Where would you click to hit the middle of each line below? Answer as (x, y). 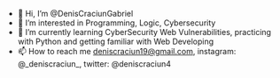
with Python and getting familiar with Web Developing (116, 41)
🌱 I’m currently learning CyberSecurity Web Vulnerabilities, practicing (144, 32)
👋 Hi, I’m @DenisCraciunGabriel (75, 14)
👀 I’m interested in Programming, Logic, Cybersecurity (117, 23)
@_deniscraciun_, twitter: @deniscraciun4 (94, 64)
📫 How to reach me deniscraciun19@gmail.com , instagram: (127, 51)
